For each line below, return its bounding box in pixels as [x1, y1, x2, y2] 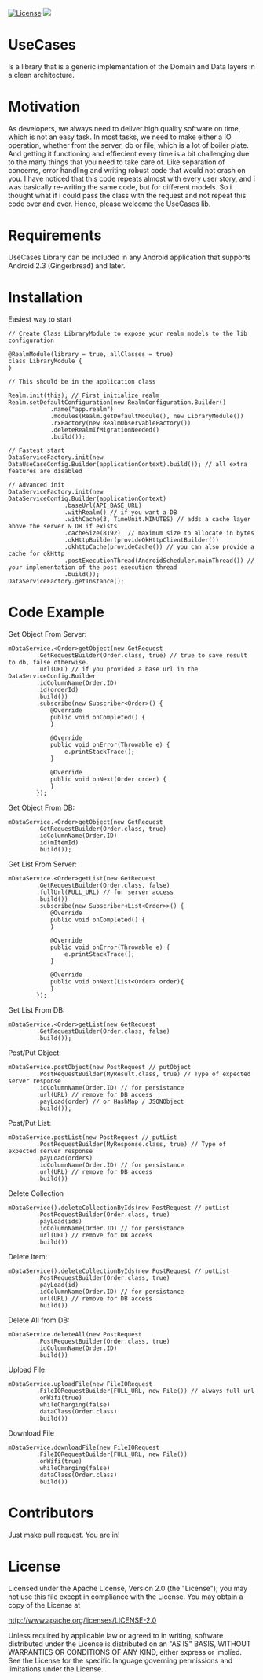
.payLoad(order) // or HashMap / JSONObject [36, 1097, 184, 1105]
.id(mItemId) [36, 838, 79, 847]
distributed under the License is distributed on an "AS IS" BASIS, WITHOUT [8, 1639, 251, 1649]
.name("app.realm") [49, 405, 114, 413]
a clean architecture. [8, 70, 75, 79]
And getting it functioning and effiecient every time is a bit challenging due [8, 149, 250, 158]
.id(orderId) [36, 686, 79, 693]
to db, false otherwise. [8, 658, 89, 666]
